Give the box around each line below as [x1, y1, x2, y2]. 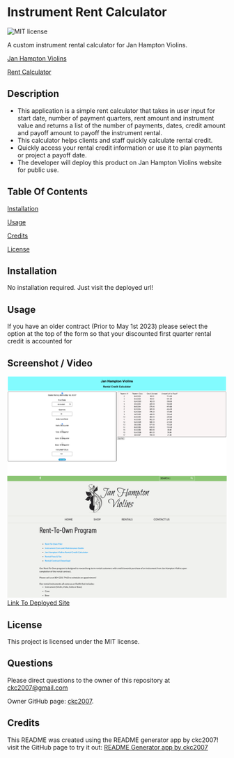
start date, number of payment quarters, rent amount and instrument [17, 114, 214, 122]
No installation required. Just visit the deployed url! [7, 284, 153, 292]
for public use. [17, 165, 59, 174]
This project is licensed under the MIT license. [7, 637, 140, 645]
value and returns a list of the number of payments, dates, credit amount [17, 121, 226, 130]
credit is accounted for [7, 337, 72, 346]
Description [7, 88, 59, 100]
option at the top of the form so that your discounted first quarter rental [7, 330, 212, 338]
